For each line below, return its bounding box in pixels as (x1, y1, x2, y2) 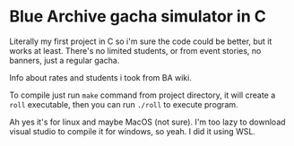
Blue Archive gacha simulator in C (9, 6, 266, 27)
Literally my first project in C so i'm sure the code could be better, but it (9, 36, 272, 47)
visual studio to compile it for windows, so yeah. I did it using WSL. (9, 125, 255, 136)
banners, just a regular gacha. (9, 55, 120, 65)
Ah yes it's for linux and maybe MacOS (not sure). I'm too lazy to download (9, 116, 286, 127)
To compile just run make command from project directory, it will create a (9, 90, 276, 100)
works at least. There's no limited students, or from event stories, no (9, 45, 262, 56)
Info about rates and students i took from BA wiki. (9, 72, 193, 82)
